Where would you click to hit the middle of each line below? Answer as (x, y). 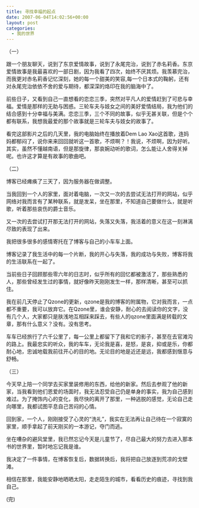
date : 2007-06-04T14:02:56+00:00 (47, 17)
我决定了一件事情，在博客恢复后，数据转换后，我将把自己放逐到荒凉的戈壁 (97, 459)
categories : (21, 28)
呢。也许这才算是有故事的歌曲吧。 (48, 156)
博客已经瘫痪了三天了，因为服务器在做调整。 (61, 181)
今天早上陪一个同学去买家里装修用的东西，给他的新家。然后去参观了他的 (94, 384)
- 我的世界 (23, 34)
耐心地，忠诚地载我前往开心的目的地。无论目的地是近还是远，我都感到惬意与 (99, 352)
